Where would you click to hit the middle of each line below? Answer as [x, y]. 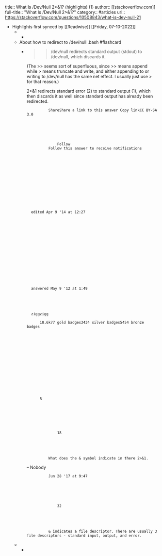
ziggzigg [40, 314]
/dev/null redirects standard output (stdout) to [96, 51]
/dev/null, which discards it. [78, 57]
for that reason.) [43, 82]
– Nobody [36, 467]
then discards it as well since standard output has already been [90, 96]
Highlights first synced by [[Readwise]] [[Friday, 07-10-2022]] [74, 27]
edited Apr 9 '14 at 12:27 [58, 212]
